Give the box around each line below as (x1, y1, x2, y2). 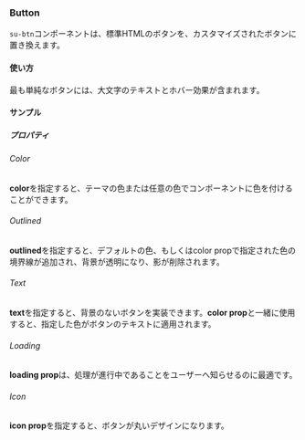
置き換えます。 (9, 39, 66, 51)
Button (9, 6, 40, 19)
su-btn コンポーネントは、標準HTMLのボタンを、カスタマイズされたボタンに (9, 28, 297, 39)
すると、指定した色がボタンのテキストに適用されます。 (9, 319, 216, 330)
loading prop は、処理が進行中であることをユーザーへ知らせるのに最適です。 (9, 370, 298, 381)
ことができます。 (9, 194, 73, 204)
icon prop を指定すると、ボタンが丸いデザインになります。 (9, 420, 230, 431)
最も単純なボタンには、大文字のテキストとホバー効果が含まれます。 (9, 84, 265, 95)
